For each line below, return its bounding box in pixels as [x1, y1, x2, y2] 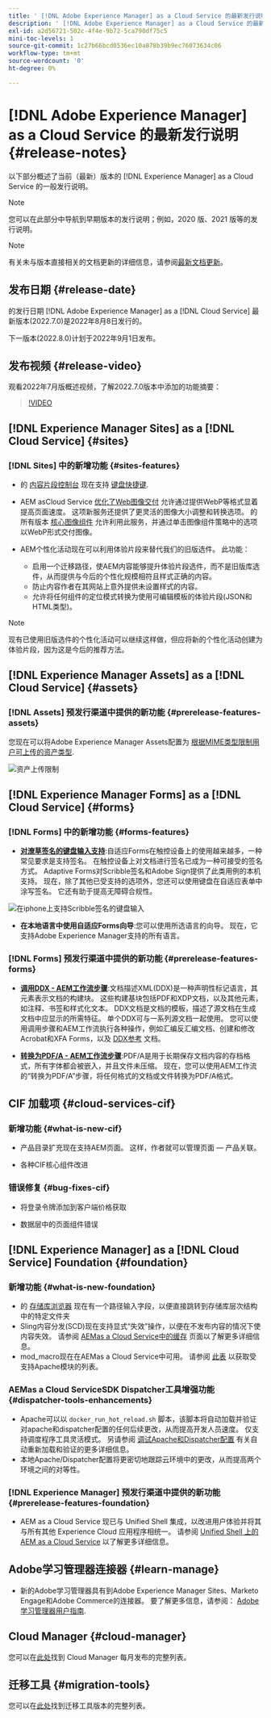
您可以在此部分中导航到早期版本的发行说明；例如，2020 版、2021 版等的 [8, 214, 252, 224]
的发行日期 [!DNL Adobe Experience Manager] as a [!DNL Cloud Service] [8, 306, 251, 316]
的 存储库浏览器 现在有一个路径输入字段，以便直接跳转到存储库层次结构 [19, 1301, 258, 1311]
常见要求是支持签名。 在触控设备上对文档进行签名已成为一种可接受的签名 [19, 857, 263, 866]
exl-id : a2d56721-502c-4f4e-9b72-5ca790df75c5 [8, 27, 168, 35]
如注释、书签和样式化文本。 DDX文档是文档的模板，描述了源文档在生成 [19, 1003, 256, 1013]
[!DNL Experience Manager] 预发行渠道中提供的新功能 [8, 1486, 221, 1498]
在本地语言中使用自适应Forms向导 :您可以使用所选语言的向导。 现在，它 [19, 921, 258, 931]
